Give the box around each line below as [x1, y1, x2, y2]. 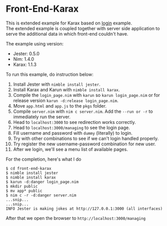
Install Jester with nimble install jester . [13, 81, 101, 87]
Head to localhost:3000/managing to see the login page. [13, 124, 130, 131]
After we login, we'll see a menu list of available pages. [13, 146, 128, 152]
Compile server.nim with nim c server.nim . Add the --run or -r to [13, 108, 153, 114]
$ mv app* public [6, 188, 43, 193]
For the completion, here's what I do [6, 156, 82, 162]
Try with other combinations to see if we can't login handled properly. [13, 135, 159, 141]
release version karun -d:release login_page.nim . [13, 97, 119, 104]
